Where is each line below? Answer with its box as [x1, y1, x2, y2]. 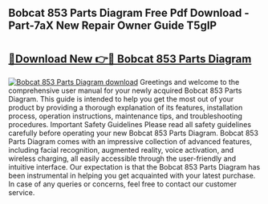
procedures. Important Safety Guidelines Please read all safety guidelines [8, 120, 251, 129]
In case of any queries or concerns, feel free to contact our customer [8, 179, 237, 189]
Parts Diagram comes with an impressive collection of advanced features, [8, 137, 253, 146]
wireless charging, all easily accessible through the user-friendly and [8, 154, 237, 163]
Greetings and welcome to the [140, 78, 240, 86]
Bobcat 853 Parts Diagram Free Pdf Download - [8, 6, 250, 20]
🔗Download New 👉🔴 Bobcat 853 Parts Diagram [8, 52, 252, 66]
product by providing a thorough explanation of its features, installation [8, 103, 243, 112]
